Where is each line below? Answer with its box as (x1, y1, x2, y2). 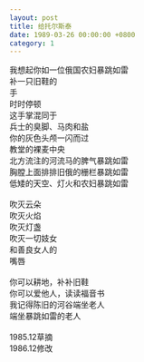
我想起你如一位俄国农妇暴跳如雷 (9, 64, 129, 75)
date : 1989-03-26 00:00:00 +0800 (9, 30, 136, 39)
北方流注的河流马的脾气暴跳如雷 (9, 155, 129, 166)
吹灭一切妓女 (9, 233, 57, 244)
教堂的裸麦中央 (9, 144, 65, 155)
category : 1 (9, 38, 54, 48)
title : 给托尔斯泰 (9, 22, 72, 31)
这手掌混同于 (9, 110, 57, 121)
